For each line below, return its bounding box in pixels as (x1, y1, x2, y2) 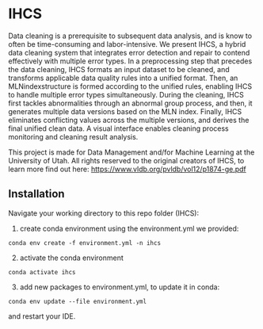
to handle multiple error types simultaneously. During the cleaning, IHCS (8, 90, 244, 99)
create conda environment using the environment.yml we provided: (19, 224, 239, 233)
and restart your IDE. (8, 311, 76, 321)
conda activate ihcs (8, 268, 77, 276)
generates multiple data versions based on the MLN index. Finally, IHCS (8, 106, 242, 116)
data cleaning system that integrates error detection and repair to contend (8, 48, 250, 57)
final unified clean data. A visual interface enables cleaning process (8, 124, 229, 133)
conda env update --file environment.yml (8, 297, 147, 305)
